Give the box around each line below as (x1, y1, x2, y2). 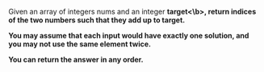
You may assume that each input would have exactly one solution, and (8, 31, 249, 40)
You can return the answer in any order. (8, 55, 144, 64)
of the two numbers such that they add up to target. (8, 15, 186, 25)
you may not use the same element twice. (8, 39, 152, 49)
